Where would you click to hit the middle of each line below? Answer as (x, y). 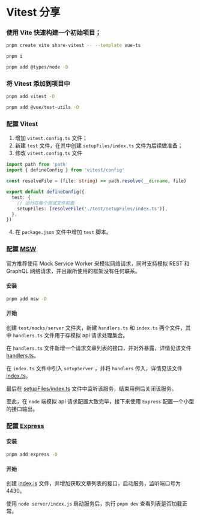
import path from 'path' (37, 165)
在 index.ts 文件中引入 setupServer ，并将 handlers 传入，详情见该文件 (94, 368)
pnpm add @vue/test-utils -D (43, 108)
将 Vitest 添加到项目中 (38, 84)
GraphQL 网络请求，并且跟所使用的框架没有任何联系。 (73, 271)
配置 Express (25, 426)
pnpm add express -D (32, 454)
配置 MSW (21, 249)
